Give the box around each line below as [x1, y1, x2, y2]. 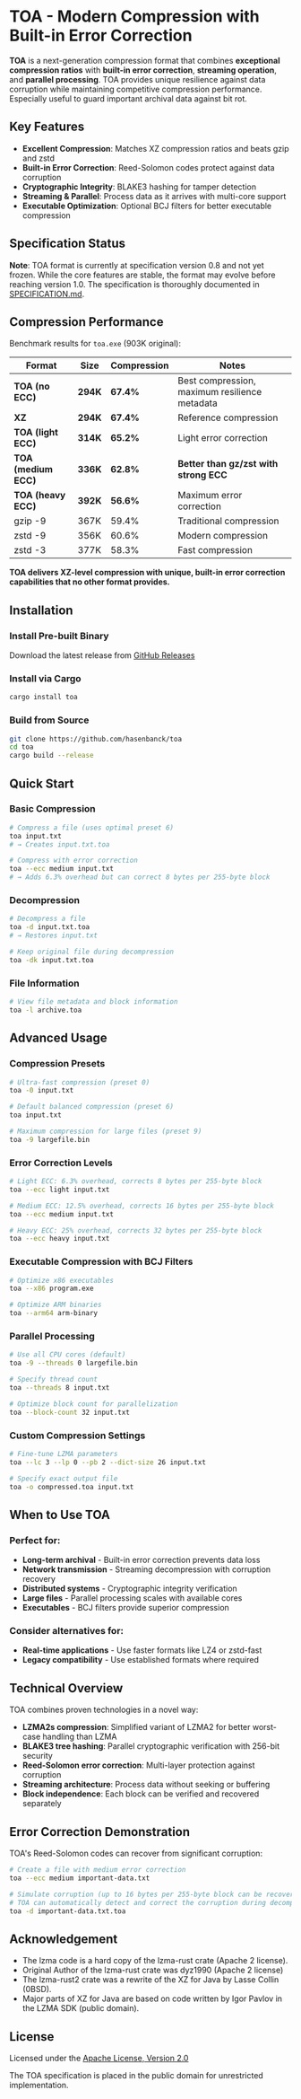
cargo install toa [9, 693, 78, 702]
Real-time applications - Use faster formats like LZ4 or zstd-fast [21, 1645, 262, 1655]
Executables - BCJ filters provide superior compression [21, 1603, 230, 1613]
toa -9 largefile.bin [9, 1135, 90, 1144]
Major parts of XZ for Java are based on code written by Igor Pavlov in [21, 1993, 283, 2004]
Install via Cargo [9, 672, 82, 684]
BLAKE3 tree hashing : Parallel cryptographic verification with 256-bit [21, 1741, 280, 1752]
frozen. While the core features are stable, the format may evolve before [9, 269, 276, 280]
